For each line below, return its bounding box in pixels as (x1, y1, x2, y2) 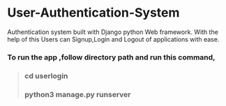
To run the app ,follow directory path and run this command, (7, 52, 216, 62)
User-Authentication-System (7, 5, 180, 21)
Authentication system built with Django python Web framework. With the (7, 28, 218, 36)
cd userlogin (24, 71, 68, 80)
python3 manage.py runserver (24, 89, 131, 99)
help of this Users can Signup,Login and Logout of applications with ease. (7, 35, 220, 43)
